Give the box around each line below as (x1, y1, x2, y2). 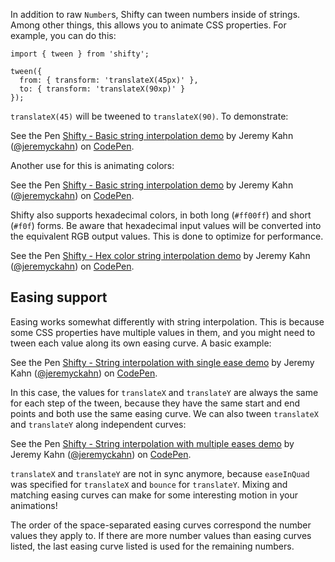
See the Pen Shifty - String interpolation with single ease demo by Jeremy (10, 356, 315, 368)
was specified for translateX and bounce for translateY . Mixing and (10, 478, 288, 490)
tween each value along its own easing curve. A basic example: (10, 337, 272, 349)
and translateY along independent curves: (10, 418, 187, 430)
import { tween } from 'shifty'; (10, 49, 150, 59)
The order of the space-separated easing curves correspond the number (10, 519, 312, 531)
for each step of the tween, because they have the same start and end (10, 397, 301, 409)
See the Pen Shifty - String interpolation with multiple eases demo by (10, 437, 295, 449)
